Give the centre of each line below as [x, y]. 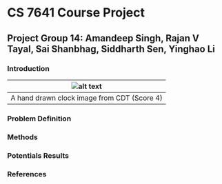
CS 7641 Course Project [76, 13]
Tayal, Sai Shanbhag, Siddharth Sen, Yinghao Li [111, 49]
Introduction [28, 68]
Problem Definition [39, 119]
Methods [22, 137]
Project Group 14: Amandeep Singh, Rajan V [103, 38]
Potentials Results [38, 155]
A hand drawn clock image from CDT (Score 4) [87, 98]
